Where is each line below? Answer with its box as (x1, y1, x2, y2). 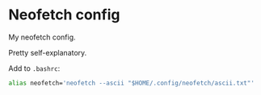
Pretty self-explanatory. (8, 47, 87, 57)
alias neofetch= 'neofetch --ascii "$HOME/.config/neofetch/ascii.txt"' (8, 79, 255, 87)
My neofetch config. (8, 32, 76, 42)
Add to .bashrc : (8, 63, 61, 73)
